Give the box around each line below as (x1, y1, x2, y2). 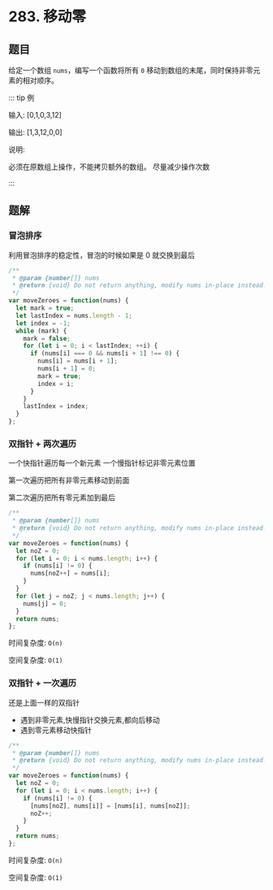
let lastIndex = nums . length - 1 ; (15, 311, 132, 319)
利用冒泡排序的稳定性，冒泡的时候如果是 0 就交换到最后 (8, 250, 195, 260)
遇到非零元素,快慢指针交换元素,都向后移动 (19, 714, 160, 724)
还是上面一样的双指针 (8, 697, 80, 707)
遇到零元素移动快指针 (19, 725, 92, 735)
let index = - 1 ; (15, 319, 71, 328)
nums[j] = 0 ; (23, 599, 67, 608)
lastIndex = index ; (23, 402, 89, 410)
